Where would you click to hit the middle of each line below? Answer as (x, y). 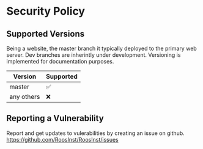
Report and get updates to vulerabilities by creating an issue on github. (95, 133)
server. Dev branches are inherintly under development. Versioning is (94, 55)
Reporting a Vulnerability (55, 118)
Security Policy (46, 11)
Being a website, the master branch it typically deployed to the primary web (102, 48)
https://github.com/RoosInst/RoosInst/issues (63, 139)
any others (25, 97)
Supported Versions (45, 34)
